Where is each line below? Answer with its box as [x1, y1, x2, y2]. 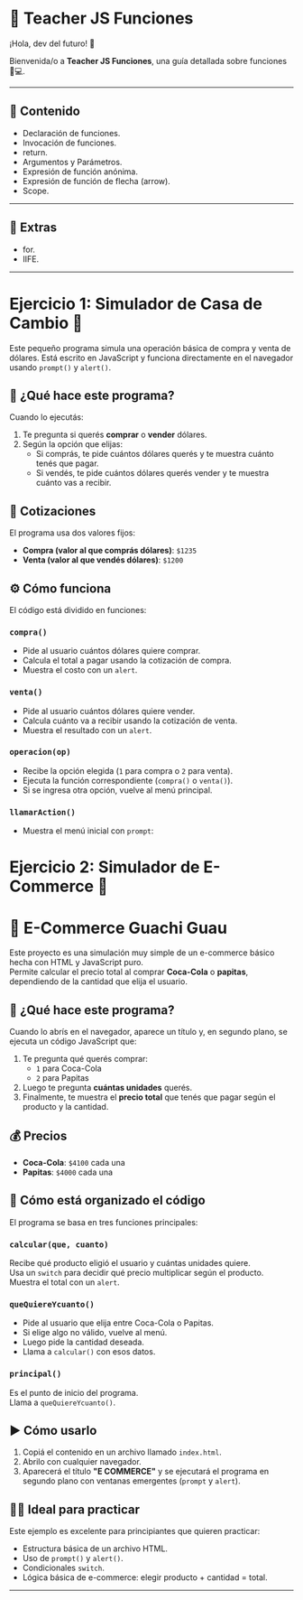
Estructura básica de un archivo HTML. [22, 1543, 169, 1554]
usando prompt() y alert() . [9, 361, 111, 373]
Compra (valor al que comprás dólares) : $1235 [22, 545, 197, 556]
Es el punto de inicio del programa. [9, 1387, 139, 1398]
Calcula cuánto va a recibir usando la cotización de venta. [22, 715, 238, 726]
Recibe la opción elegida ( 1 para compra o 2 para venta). [22, 765, 233, 776]
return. [22, 146, 48, 157]
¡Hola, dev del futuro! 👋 [9, 38, 96, 49]
